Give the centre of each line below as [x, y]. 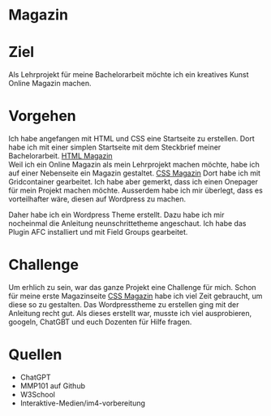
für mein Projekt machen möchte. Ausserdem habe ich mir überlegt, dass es [136, 191]
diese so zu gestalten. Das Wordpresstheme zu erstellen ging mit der [124, 305]
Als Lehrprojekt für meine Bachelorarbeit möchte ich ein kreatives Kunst [129, 75]
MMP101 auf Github [52, 386]
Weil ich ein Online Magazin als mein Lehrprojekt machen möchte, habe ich [134, 165]
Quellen [35, 355]
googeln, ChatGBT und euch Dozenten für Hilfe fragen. [100, 322]
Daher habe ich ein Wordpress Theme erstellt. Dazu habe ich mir [116, 215]
